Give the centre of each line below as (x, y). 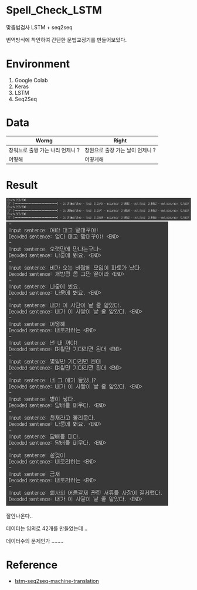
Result (22, 185)
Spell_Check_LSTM (54, 10)
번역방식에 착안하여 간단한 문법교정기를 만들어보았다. (67, 39)
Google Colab (31, 80)
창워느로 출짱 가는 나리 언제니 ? (44, 150)
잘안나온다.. (20, 516)
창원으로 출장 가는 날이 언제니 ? (120, 150)
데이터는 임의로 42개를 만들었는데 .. (47, 528)
